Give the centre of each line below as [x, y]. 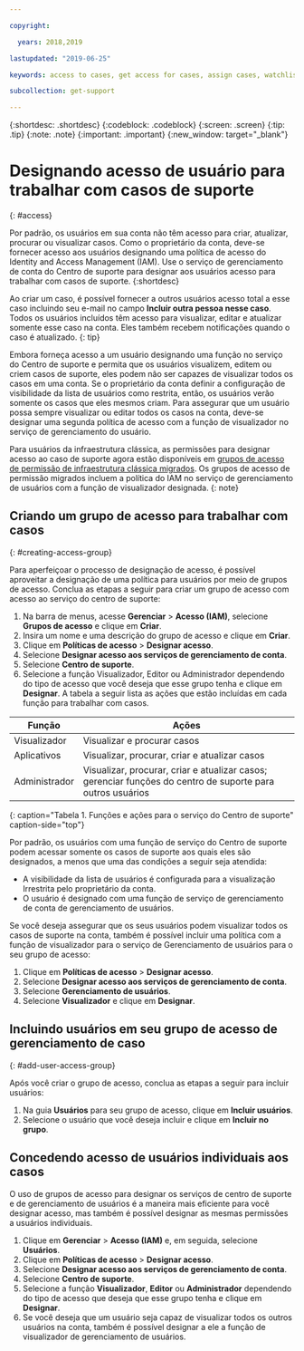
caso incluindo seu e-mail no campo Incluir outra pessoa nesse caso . [140, 308]
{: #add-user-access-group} [62, 1065]
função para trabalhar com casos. [85, 702]
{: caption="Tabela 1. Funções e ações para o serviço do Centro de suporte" [152, 815]
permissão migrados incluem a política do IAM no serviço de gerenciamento [152, 478]
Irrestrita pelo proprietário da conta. [89, 888]
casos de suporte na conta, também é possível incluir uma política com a [146, 935]
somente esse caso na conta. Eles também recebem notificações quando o [150, 328]
